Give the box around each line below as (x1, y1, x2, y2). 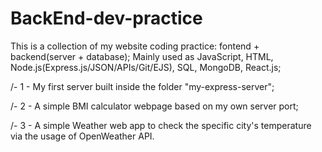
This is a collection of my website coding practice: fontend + (10, 40, 260, 52)
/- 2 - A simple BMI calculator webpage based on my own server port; (10, 100, 299, 112)
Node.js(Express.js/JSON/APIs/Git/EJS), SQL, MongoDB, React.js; (10, 61, 282, 73)
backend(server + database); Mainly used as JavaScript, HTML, (10, 50, 274, 62)
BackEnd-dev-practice (10, 7, 203, 30)
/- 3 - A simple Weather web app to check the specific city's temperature (10, 119, 312, 131)
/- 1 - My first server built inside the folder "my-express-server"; (10, 80, 275, 92)
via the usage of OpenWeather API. (10, 130, 155, 142)
